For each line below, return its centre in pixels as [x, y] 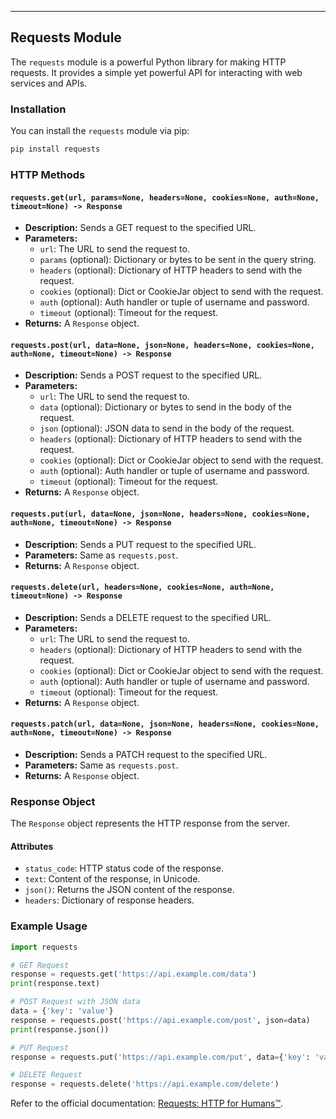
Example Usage [49, 926]
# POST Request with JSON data [75, 1002]
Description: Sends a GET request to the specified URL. [140, 228]
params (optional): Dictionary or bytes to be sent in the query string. [178, 260]
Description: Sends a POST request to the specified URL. [143, 375]
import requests [44, 947]
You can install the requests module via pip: [100, 131]
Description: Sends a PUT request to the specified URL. [140, 544]
